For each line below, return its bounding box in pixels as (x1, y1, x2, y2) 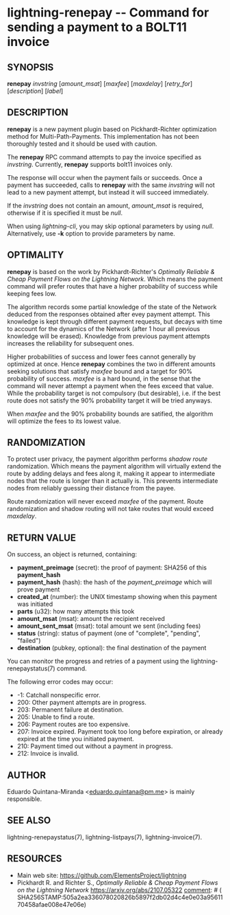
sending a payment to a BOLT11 (7, 19, 187, 35)
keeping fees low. (7, 289, 57, 297)
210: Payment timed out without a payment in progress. (16, 742, 173, 750)
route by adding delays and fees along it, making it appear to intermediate (7, 469, 216, 478)
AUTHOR (7, 769, 47, 781)
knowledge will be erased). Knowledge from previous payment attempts (7, 332, 210, 340)
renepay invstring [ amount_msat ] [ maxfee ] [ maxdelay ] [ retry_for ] (7, 80, 193, 87)
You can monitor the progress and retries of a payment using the (7, 657, 190, 666)
